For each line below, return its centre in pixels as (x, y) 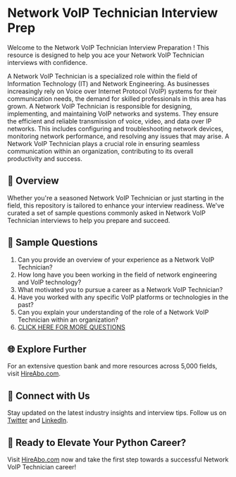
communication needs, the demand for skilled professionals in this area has (117, 98)
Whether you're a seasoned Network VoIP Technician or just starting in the (116, 198)
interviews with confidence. (48, 62)
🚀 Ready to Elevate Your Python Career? (97, 442)
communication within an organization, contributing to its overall (100, 151)
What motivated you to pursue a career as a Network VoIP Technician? (120, 289)
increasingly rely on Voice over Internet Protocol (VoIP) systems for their (112, 91)
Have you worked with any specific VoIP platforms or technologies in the (123, 297)
